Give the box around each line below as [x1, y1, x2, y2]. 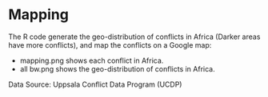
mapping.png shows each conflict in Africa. [19, 56, 164, 65]
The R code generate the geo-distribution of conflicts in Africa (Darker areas [8, 32, 261, 41]
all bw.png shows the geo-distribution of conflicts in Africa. [19, 64, 215, 73]
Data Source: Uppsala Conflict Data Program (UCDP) [8, 80, 182, 89]
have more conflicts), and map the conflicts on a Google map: [8, 40, 212, 49]
